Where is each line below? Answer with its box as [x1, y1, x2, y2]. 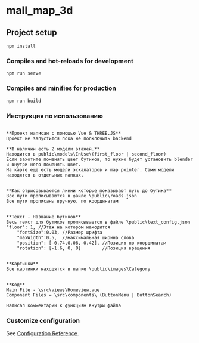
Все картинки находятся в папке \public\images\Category [6, 266, 151, 272]
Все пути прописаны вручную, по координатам [6, 198, 119, 204]
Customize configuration [6, 316, 80, 325]
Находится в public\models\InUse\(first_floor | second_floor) [6, 151, 167, 157]
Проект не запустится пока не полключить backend [6, 135, 132, 141]
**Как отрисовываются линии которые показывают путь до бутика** [6, 187, 172, 194]
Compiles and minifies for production [6, 84, 116, 92]
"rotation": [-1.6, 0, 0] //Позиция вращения [17, 245, 151, 251]
